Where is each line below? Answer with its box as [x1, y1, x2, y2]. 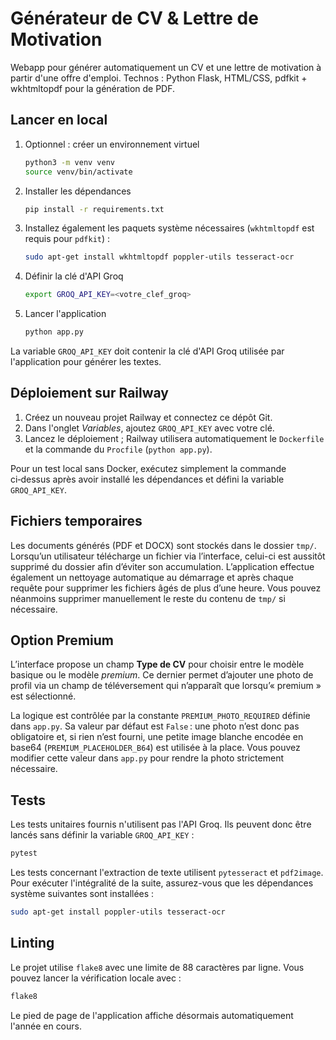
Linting [10, 935, 55, 952]
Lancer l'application [24, 308, 107, 320]
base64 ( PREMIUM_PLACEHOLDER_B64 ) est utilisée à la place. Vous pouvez [10, 742, 301, 754]
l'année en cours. [10, 1020, 82, 1032]
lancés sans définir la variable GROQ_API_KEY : [10, 829, 195, 841]
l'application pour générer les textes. [10, 356, 162, 367]
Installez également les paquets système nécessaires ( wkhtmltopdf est [24, 222, 315, 234]
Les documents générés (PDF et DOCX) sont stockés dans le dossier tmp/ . [10, 539, 317, 551]
